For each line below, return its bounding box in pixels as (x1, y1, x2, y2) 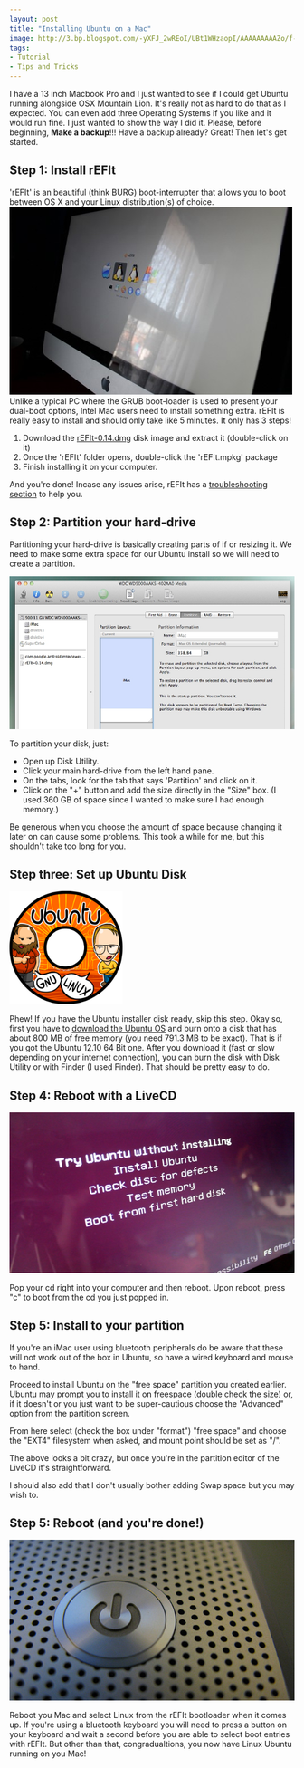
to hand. (9, 1361, 41, 1372)
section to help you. (9, 488, 83, 499)
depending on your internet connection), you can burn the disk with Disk (9, 1052, 280, 1063)
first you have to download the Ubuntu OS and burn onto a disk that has (9, 1023, 278, 1034)
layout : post (9, 14, 59, 24)
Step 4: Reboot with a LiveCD (9, 1088, 177, 1103)
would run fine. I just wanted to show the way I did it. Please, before (9, 118, 262, 128)
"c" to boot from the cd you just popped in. (9, 1292, 169, 1302)
